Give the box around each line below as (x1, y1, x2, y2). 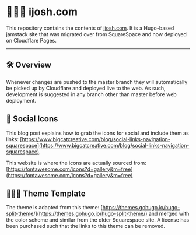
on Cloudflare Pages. (6, 37, 57, 44)
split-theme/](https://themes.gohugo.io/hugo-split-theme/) (6, 210, 148, 218)
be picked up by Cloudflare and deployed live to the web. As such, (6, 85, 166, 92)
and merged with (148, 210, 190, 218)
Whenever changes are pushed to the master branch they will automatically (6, 78, 188, 85)
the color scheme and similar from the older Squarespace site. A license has (6, 216, 190, 223)
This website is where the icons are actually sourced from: (6, 159, 147, 166)
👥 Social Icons (6, 114, 58, 124)
